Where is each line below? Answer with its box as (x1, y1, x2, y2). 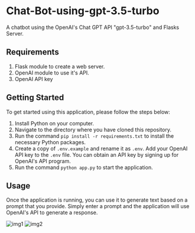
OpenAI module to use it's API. (14, 69, 90, 76)
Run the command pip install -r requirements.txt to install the (14, 132, 174, 140)
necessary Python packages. (14, 138, 86, 145)
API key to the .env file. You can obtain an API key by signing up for (14, 151, 179, 158)
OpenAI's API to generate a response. (6, 209, 98, 216)
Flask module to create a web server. (14, 63, 105, 70)
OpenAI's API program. (14, 157, 71, 164)
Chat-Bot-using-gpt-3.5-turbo (6, 4, 160, 18)
